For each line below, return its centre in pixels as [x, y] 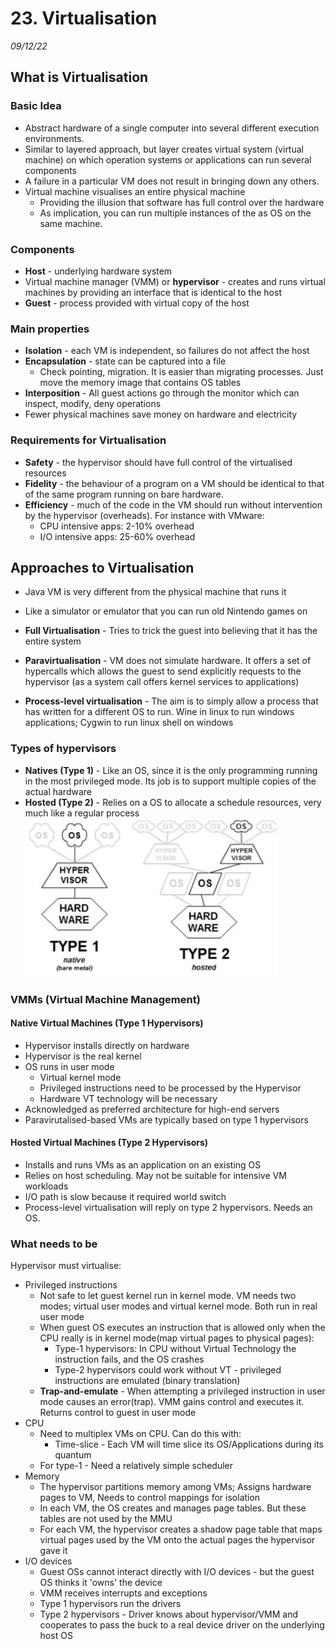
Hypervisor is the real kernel [83, 1056]
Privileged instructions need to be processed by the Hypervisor [170, 1088]
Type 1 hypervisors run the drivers [110, 1604]
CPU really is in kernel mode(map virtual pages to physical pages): [177, 1338]
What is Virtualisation [79, 77]
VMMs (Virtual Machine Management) [105, 999]
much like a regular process [82, 813]
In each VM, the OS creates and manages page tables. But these [173, 1508]
